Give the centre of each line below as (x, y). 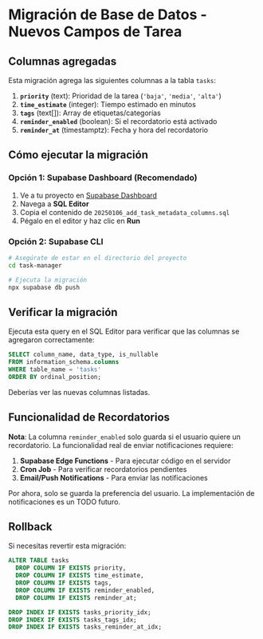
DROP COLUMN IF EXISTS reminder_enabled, (85, 590)
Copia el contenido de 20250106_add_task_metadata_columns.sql (125, 212)
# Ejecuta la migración (48, 280)
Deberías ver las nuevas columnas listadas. (79, 392)
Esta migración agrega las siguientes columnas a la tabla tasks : (112, 80)
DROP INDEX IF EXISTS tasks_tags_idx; (73, 620)
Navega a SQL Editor (54, 204)
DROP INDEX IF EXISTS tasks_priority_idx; (80, 612)
